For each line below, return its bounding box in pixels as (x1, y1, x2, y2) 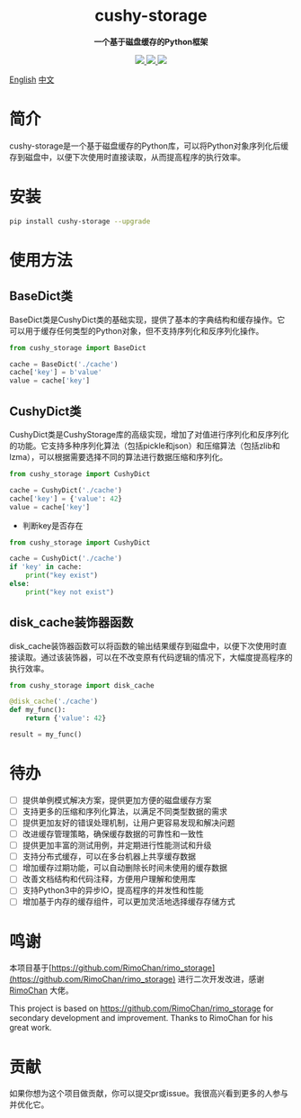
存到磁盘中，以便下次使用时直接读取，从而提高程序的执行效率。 (9, 151, 245, 162)
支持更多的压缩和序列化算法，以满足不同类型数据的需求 (22, 806, 227, 816)
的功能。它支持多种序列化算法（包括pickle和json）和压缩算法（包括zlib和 (9, 440, 280, 451)
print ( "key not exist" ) (25, 587, 115, 597)
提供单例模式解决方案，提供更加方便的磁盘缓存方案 (22, 794, 212, 806)
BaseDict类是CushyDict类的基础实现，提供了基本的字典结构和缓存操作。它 (9, 314, 286, 325)
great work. (9, 1023, 52, 1033)
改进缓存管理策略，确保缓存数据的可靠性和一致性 (22, 829, 204, 840)
